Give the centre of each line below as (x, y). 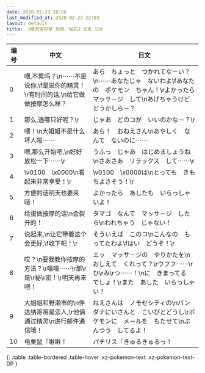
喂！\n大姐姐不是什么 (55, 131)
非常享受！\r (54, 182)
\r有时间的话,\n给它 (52, 95)
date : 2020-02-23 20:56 (37, 12)
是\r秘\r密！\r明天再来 (56, 278)
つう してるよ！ (123, 330)
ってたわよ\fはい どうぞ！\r (134, 244)
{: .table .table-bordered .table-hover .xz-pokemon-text (76, 357)
